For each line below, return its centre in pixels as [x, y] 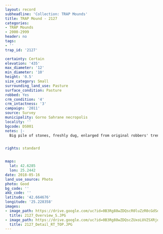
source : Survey [20, 113]
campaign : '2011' [23, 109]
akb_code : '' [18, 193]
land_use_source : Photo [29, 179]
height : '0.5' [19, 77]
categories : [17, 23]
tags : [10, 41]
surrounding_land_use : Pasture [37, 86]
